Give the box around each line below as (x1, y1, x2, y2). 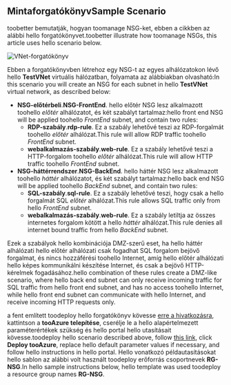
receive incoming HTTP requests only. (7, 297, 116, 306)
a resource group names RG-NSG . (7, 370, 105, 378)
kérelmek (7, 268, 34, 276)
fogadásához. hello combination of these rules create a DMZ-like (34, 268, 217, 276)
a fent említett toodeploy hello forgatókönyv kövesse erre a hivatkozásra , (7, 311, 214, 319)
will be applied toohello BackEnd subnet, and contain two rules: (17, 181, 198, 189)
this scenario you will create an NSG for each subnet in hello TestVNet (7, 79, 208, 88)
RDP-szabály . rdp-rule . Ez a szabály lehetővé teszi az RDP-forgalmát (27, 122, 224, 131)
